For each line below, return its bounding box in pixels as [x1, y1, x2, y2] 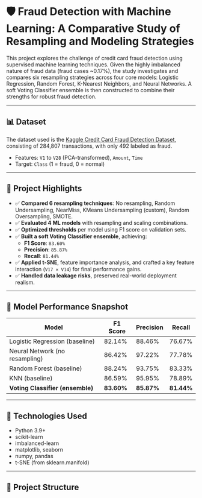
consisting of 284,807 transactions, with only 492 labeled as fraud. [6, 142, 173, 150]
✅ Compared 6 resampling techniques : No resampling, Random [14, 200, 176, 207]
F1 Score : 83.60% [23, 239, 65, 247]
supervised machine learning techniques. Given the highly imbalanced [6, 61, 180, 68]
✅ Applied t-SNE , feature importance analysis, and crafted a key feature [14, 259, 195, 266]
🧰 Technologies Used [6, 411, 87, 421]
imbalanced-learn [14, 440, 60, 447]
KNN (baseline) [9, 374, 53, 383]
